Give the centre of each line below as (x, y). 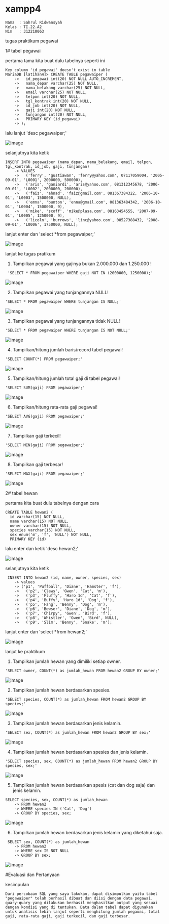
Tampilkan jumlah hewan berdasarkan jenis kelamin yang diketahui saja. (88, 832)
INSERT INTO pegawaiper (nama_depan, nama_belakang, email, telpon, (79, 162)
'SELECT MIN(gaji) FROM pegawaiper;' (45, 445)
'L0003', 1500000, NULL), (44, 198)
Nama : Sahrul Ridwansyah (34, 22)
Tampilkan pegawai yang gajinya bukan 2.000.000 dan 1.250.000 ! (82, 264)
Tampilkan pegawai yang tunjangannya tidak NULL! (66, 321)
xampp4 (23, 9)
